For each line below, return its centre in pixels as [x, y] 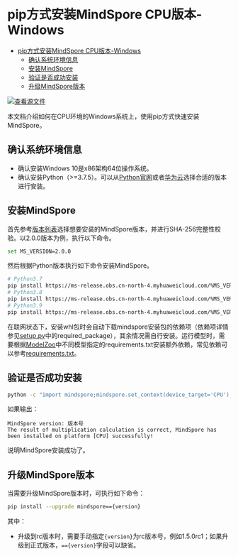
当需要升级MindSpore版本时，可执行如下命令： [76, 494]
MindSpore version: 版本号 [45, 424]
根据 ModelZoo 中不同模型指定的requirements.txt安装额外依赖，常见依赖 [117, 344]
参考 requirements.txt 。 [47, 353]
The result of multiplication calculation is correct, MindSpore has [112, 430]
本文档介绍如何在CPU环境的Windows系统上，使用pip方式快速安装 [103, 116]
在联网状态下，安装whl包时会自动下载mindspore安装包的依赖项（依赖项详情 [118, 327]
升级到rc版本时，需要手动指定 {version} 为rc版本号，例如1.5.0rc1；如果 [120, 536]
